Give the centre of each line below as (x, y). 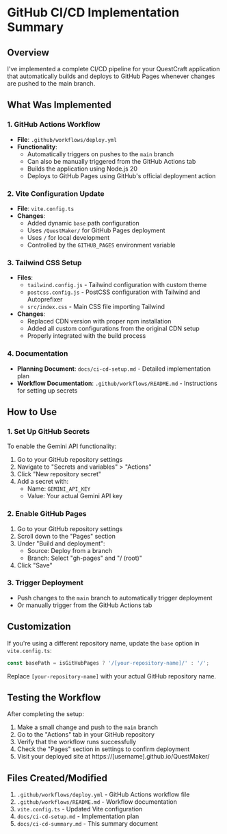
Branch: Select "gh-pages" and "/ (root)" (84, 558)
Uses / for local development (68, 237)
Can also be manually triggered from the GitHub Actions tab (111, 161)
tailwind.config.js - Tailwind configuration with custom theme (117, 285)
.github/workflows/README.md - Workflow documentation (97, 802)
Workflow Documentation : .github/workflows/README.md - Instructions (117, 383)
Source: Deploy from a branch (70, 550)
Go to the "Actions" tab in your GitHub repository (86, 735)
